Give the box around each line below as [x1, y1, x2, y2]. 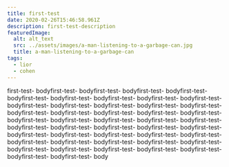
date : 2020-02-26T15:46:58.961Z [7, 16, 100, 23]
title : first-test [7, 10, 60, 17]
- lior [13, 61, 32, 68]
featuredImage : [7, 29, 51, 36]
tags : [7, 55, 23, 62]
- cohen [13, 67, 36, 74]
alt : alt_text [13, 36, 54, 43]
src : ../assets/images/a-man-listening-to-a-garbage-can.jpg [13, 42, 193, 49]
